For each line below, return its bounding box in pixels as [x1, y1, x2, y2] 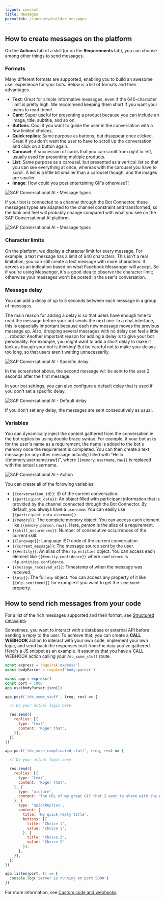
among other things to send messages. [5, 53, 84, 59]
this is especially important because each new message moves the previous [5, 323, 160, 329]
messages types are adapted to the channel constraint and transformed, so [5, 204, 158, 210]
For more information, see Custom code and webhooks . [5, 890, 118, 896]
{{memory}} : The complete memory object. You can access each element [12, 517, 160, 523]
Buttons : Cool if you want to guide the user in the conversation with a [12, 123, 153, 129]
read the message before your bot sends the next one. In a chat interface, [5, 318, 155, 324]
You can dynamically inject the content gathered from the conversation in [5, 431, 154, 436]
